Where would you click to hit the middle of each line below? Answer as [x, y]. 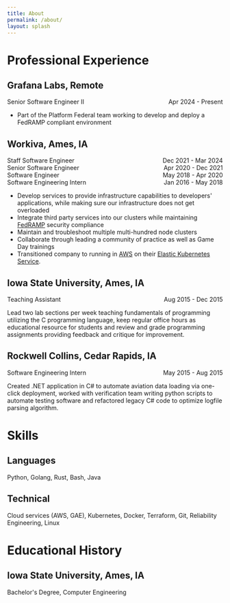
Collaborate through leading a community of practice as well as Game [115, 239]
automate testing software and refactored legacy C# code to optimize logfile [115, 400]
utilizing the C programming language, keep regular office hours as [102, 320]
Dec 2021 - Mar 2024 [193, 161]
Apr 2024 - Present [195, 102]
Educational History [65, 550]
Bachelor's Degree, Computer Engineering [67, 592]
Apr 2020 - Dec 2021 [193, 168]
